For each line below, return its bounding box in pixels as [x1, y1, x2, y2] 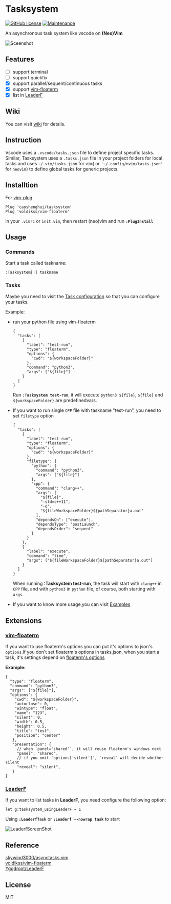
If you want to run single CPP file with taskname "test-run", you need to [12, 407, 161, 413]
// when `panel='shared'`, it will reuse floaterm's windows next [16, 746, 161, 752]
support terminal [12, 68, 48, 75]
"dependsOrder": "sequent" [35, 526, 94, 532]
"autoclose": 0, [14, 701, 50, 707]
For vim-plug [5, 194, 33, 201]
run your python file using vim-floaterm [12, 319, 96, 325]
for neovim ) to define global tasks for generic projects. [5, 166, 119, 172]
